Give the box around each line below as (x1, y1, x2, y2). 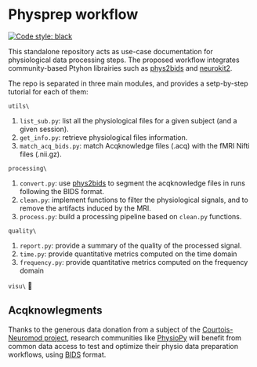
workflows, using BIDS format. (8, 350, 107, 359)
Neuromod (8, 332, 43, 343)
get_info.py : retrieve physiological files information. (19, 132, 188, 142)
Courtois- (202, 325, 233, 334)
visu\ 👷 (8, 281, 33, 290)
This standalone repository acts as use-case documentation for (8, 46, 213, 56)
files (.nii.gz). (19, 149, 62, 159)
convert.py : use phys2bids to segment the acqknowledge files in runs (19, 178, 245, 188)
